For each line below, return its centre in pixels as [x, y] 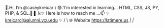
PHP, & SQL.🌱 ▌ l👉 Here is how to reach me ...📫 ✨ [57, 13]
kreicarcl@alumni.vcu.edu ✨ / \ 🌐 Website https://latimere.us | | [69, 20]
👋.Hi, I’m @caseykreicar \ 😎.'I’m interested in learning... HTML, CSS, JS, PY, [82, 8]
